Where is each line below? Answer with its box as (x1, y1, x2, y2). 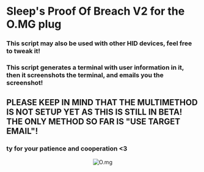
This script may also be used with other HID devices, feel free (6, 39, 192, 48)
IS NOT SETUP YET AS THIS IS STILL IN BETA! (6, 107, 183, 118)
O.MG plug (6, 17, 62, 31)
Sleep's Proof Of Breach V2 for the (6, 4, 185, 18)
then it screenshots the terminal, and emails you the (6, 71, 164, 80)
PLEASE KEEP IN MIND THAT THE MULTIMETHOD (6, 97, 198, 108)
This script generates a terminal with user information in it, (6, 63, 184, 72)
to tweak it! (6, 47, 41, 56)
